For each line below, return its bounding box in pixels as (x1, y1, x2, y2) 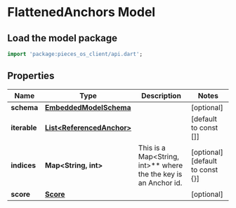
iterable (11, 123, 37, 132)
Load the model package (7, 32, 118, 44)
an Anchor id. (138, 178, 183, 188)
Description (141, 90, 181, 100)
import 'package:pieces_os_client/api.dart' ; (7, 50, 143, 57)
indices (11, 160, 37, 170)
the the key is (138, 169, 183, 179)
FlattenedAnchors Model (7, 4, 156, 20)
